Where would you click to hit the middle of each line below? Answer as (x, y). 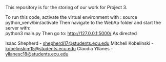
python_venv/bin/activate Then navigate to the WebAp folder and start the (83, 23)
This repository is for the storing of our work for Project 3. (66, 7)
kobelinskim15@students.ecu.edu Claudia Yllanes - (59, 49)
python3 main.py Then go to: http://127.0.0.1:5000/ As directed (71, 33)
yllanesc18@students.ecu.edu (37, 54)
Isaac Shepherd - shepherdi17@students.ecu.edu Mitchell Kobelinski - (79, 43)
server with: (18, 28)
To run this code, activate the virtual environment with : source (71, 17)
